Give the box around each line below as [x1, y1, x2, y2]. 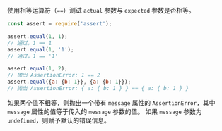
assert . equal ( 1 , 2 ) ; [7, 65, 69, 73]
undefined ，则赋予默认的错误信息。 [7, 116, 111, 125]
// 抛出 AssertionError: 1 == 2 [7, 72, 100, 79]
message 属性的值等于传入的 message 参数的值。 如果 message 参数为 [7, 107, 202, 116]
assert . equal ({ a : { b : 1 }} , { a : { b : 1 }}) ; [7, 78, 132, 86]
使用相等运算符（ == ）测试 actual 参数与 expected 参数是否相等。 [7, 6, 196, 14]
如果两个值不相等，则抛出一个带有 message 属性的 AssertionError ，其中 [7, 98, 216, 107]
